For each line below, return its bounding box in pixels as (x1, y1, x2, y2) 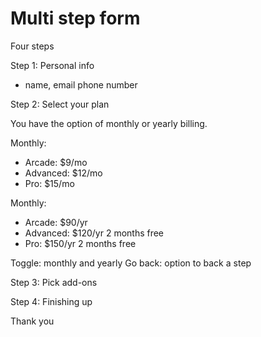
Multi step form (10, 7, 141, 30)
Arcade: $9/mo (24, 156, 88, 168)
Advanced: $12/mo (24, 167, 103, 179)
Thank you (10, 315, 55, 327)
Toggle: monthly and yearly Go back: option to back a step (10, 257, 252, 269)
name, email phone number (24, 78, 138, 91)
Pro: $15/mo (24, 177, 75, 189)
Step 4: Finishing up (10, 295, 93, 307)
